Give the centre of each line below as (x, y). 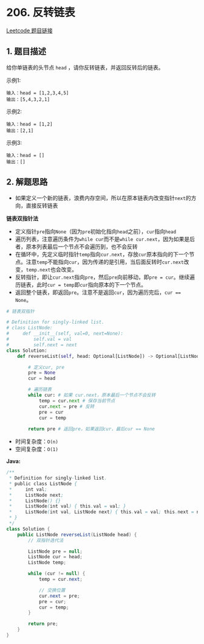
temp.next (38, 270)
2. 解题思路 (27, 182)
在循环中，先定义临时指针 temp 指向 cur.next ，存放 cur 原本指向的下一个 (102, 254)
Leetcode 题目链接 (29, 30)
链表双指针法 (22, 218)
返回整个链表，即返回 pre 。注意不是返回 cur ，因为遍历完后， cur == (98, 292)
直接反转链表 (42, 205)
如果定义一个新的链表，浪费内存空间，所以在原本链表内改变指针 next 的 (103, 198)
